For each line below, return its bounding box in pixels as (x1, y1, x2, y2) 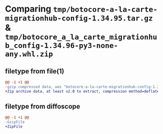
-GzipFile (5, 120, 25, 125)
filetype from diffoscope (5, 102, 81, 111)
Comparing (5, 3, 51, 15)
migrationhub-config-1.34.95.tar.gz (5, 14, 153, 23)
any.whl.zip (5, 50, 53, 59)
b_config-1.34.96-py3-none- (5, 41, 118, 50)
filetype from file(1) (5, 67, 65, 75)
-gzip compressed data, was (5, 84, 62, 89)
